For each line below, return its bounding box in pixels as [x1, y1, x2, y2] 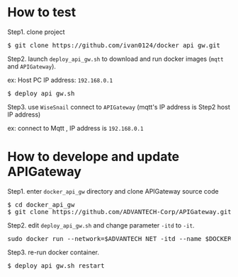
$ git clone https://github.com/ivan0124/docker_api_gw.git [7, 41, 221, 49]
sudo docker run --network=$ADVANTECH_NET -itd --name [7, 235, 202, 242]
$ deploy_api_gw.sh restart [7, 261, 105, 269]
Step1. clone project [7, 28, 65, 36]
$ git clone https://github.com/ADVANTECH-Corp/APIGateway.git [7, 208, 232, 216]
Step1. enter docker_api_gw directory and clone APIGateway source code [7, 187, 219, 195]
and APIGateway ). [7, 61, 57, 71]
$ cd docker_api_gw [7, 201, 75, 208]
